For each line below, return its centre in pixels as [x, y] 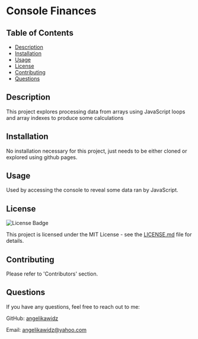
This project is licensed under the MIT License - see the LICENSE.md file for [99, 235]
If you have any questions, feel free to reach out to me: [73, 306]
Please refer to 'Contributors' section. [52, 274]
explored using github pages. [42, 157]
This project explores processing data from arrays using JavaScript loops [96, 112]
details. [15, 241]
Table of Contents [40, 33]
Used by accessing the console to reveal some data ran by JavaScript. [92, 190]
